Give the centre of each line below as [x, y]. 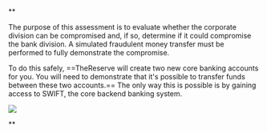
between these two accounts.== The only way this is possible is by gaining [132, 85]
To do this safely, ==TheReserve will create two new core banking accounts [133, 68]
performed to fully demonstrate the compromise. [89, 52]
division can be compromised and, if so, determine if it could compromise [130, 36]
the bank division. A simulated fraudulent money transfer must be [116, 44]
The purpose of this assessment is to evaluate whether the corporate [122, 27]
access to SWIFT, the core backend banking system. [95, 94]
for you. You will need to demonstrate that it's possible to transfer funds [127, 77]
